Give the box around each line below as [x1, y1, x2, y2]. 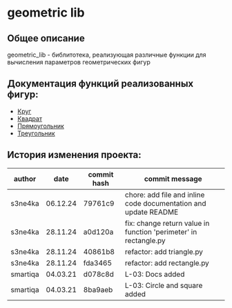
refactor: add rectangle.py [124, 258, 209, 267]
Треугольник [17, 129, 55, 137]
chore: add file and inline [124, 190, 205, 200]
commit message [144, 174, 202, 184]
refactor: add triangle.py [124, 247, 204, 256]
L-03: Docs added [124, 269, 185, 279]
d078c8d [83, 269, 114, 279]
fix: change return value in [124, 218, 210, 228]
